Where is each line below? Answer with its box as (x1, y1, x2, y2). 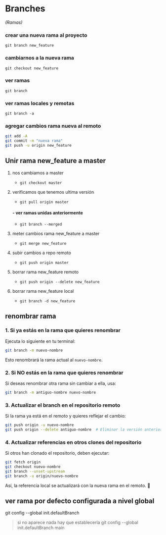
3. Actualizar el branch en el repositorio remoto (5, 402, 121, 409)
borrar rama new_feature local (12, 288, 74, 294)
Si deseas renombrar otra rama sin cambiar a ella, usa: (5, 380, 116, 386)
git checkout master (19, 180, 62, 185)
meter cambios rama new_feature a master (12, 231, 100, 237)
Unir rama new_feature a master (5, 157, 106, 165)
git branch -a (5, 111, 35, 116)
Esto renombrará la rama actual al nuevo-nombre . (5, 357, 103, 363)
